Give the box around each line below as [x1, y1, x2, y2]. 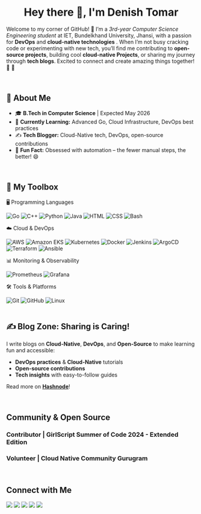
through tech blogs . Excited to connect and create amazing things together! [6, 57, 195, 65]
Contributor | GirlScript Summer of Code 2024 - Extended [6, 430, 179, 439]
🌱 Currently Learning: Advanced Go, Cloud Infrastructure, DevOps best [14, 118, 194, 125]
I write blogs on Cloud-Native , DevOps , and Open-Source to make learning [6, 340, 195, 347]
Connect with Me [6, 485, 72, 495]
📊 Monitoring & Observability [6, 256, 79, 264]
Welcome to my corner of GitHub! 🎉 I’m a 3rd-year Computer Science [6, 25, 179, 33]
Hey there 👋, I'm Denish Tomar [23, 5, 179, 19]
